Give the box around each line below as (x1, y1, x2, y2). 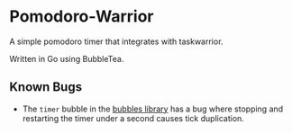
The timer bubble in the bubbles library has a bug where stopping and (22, 103, 284, 114)
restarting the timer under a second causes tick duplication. (22, 112, 245, 123)
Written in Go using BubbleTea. (9, 53, 124, 64)
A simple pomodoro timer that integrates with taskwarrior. (9, 36, 224, 47)
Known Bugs (9, 79, 83, 95)
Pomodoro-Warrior (9, 6, 154, 27)
